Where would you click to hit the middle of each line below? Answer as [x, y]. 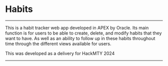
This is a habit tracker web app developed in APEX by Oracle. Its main [77, 27]
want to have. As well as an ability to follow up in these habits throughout [80, 38]
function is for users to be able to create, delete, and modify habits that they [83, 33]
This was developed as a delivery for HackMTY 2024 [60, 53]
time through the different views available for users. [58, 43]
